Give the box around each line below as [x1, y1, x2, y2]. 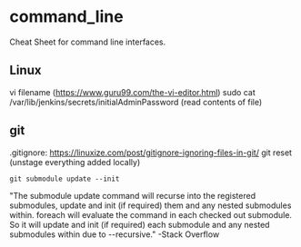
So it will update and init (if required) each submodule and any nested [9, 219, 270, 230]
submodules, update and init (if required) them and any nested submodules [9, 200, 292, 211]
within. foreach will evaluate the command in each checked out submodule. [9, 209, 293, 220]
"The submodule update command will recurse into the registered [9, 190, 256, 201]
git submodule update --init [9, 174, 120, 183]
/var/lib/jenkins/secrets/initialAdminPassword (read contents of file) [9, 96, 263, 107]
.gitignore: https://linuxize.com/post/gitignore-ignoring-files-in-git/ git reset [9, 147, 293, 158]
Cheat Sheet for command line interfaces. [9, 36, 166, 47]
